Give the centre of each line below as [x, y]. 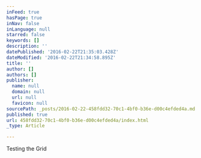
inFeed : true [23, 12]
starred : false [26, 35]
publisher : [20, 80]
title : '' [19, 63]
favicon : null [30, 103]
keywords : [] [23, 40]
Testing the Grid [27, 149]
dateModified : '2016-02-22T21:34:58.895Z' [61, 58]
